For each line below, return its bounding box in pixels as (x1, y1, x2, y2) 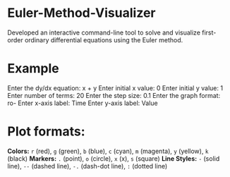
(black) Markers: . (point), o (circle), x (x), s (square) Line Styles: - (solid (7, 154, 220, 163)
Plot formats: (7, 123, 85, 140)
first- (202, 28, 217, 37)
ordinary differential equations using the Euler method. (24, 35, 183, 44)
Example (7, 61, 59, 77)
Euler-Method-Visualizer (7, 5, 156, 21)
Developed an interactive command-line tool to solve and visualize (7, 28, 201, 37)
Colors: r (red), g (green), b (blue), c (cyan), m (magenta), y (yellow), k (7, 147, 209, 155)
